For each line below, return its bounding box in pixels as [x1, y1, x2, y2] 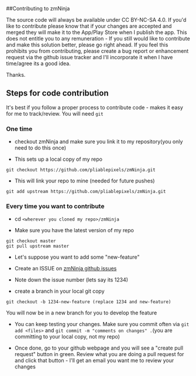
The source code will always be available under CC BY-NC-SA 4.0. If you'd [6, 16, 187, 23]
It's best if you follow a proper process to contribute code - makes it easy [6, 104, 183, 111]
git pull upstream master [6, 243, 69, 249]
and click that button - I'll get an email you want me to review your [14, 357, 174, 364]
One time [6, 124, 33, 133]
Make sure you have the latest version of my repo [14, 227, 135, 234]
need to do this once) [14, 144, 66, 151]
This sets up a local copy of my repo [14, 155, 102, 163]
